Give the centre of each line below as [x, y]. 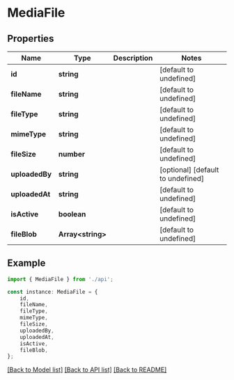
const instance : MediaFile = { [53, 292]
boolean [72, 214]
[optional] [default [189, 170]
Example [26, 263]
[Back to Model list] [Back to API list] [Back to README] [87, 370]
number [72, 154]
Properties [31, 39]
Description [133, 58]
